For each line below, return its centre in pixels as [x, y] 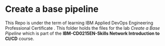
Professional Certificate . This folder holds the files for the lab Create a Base [82, 28]
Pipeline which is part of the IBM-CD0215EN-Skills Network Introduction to [82, 33]
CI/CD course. [20, 39]
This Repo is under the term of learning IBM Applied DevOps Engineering [79, 23]
